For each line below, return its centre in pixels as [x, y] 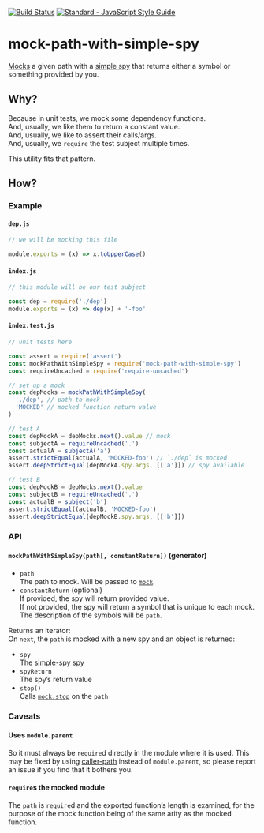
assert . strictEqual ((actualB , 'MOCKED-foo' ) [82, 509]
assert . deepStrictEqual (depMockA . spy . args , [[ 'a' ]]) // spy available [126, 466]
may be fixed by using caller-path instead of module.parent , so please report [132, 761]
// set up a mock [37, 385]
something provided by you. [54, 74]
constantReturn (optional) [61, 590]
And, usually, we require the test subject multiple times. [99, 143]
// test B [24, 480]
